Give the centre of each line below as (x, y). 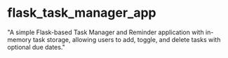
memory (19, 39)
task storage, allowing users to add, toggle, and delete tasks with (127, 39)
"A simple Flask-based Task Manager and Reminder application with (106, 32)
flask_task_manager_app (82, 13)
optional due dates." (36, 47)
